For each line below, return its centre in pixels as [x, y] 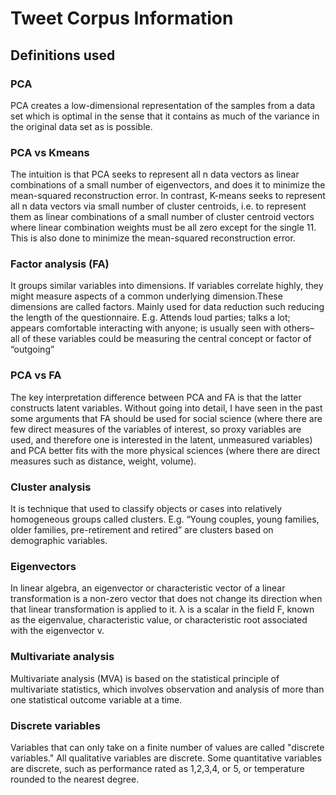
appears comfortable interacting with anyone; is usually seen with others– [162, 328]
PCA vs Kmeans [50, 152]
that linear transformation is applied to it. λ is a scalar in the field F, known [162, 609]
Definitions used [63, 55]
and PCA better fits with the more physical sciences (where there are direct [165, 450]
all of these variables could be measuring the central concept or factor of [161, 339]
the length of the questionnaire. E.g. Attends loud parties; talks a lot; [150, 318]
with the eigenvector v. [57, 631]
